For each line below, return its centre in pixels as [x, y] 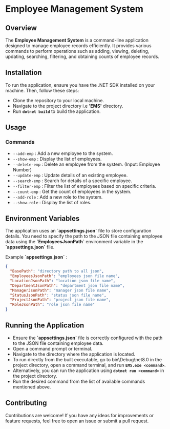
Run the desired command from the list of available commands [79, 381]
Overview [21, 28]
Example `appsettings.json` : [36, 257]
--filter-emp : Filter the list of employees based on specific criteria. [84, 186]
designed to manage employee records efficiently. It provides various [79, 46]
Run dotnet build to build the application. [57, 111]
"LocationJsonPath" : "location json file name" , [63, 281]
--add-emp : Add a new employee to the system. [63, 153]
